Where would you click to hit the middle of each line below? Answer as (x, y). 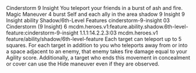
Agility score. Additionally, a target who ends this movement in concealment (98, 58)
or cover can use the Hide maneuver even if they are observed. (83, 64)
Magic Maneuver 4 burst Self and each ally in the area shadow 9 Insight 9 (96, 14)
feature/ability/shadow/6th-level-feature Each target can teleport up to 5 (94, 39)
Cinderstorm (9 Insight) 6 (37, 27)
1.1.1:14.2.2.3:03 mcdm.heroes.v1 (119, 33)
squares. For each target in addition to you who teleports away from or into (97, 45)
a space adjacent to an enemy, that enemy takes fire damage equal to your (97, 51)
